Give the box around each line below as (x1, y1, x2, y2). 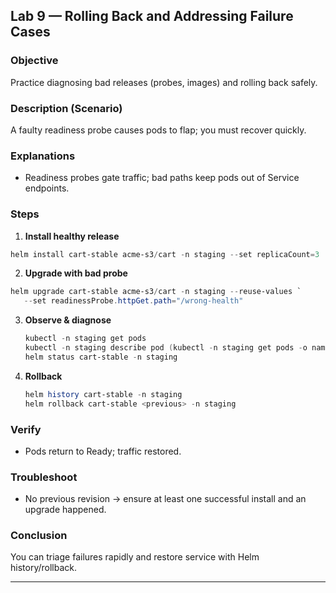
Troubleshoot (10, 470, 78, 484)
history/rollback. (10, 562, 78, 574)
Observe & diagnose (24, 314, 112, 326)
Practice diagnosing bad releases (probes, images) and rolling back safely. (10, 76, 318, 88)
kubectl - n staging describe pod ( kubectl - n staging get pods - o (24, 343, 308, 353)
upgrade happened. (24, 504, 107, 516)
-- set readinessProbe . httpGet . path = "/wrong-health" (23, 296, 244, 306)
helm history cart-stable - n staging (24, 389, 183, 399)
